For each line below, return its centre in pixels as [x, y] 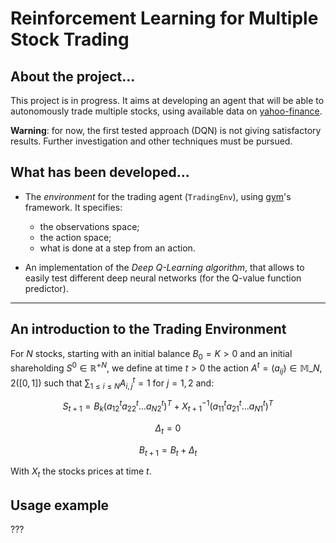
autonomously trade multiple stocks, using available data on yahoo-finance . [166, 111]
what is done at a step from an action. [117, 248]
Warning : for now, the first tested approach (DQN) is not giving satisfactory [166, 130]
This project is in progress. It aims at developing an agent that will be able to [167, 100]
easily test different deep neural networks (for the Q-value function [163, 278]
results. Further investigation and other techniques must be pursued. [151, 141]
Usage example [60, 505]
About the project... [73, 76]
